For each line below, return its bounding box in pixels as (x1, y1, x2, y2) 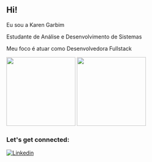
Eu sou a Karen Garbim (6, 21, 65, 28)
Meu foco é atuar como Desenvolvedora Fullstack (6, 45, 132, 52)
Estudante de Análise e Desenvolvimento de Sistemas (6, 33, 142, 40)
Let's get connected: (6, 135, 70, 144)
